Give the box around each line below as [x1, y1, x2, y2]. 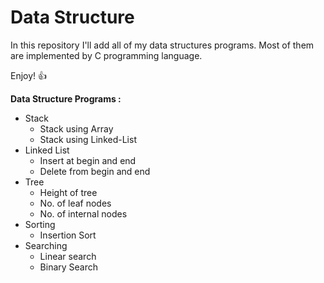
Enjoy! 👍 [10, 69, 48, 81]
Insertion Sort [39, 229, 97, 241]
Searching [24, 239, 68, 251]
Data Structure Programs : [10, 92, 122, 105]
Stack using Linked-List [39, 133, 137, 145]
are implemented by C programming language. [10, 49, 203, 61]
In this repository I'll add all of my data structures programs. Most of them [10, 39, 315, 51]
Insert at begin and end [39, 154, 137, 166]
